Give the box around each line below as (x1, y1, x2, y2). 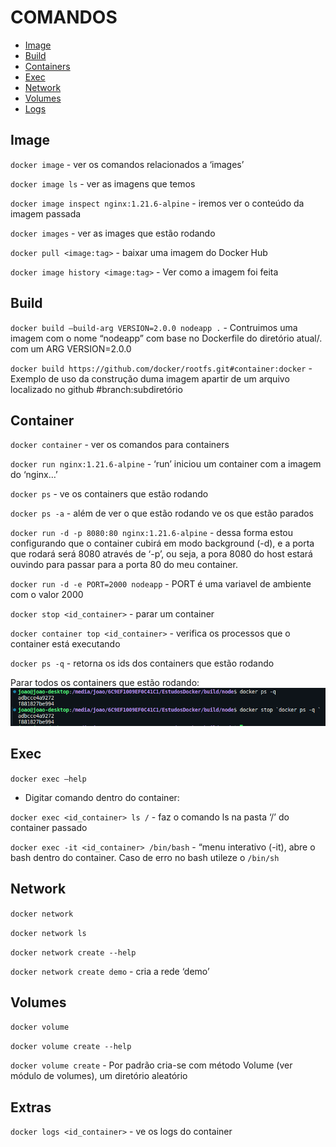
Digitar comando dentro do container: (24, 791, 180, 803)
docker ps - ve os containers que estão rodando (10, 488, 209, 500)
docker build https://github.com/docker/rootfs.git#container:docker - (10, 362, 313, 374)
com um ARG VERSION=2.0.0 (10, 342, 132, 355)
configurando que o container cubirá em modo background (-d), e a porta (10, 537, 315, 550)
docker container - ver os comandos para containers (10, 439, 230, 451)
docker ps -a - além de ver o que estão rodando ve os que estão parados (10, 507, 315, 520)
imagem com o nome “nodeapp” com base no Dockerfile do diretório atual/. (10, 332, 323, 344)
